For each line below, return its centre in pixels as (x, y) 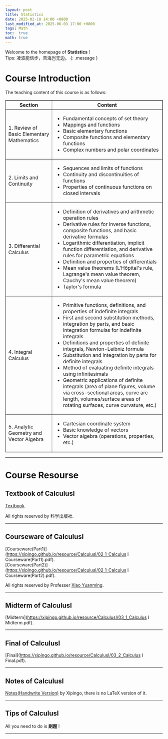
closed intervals (81, 193)
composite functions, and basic (100, 230)
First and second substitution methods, (109, 317)
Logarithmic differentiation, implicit (104, 243)
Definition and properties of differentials (110, 262)
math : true (16, 38)
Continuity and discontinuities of (101, 174)
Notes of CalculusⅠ (34, 681)
